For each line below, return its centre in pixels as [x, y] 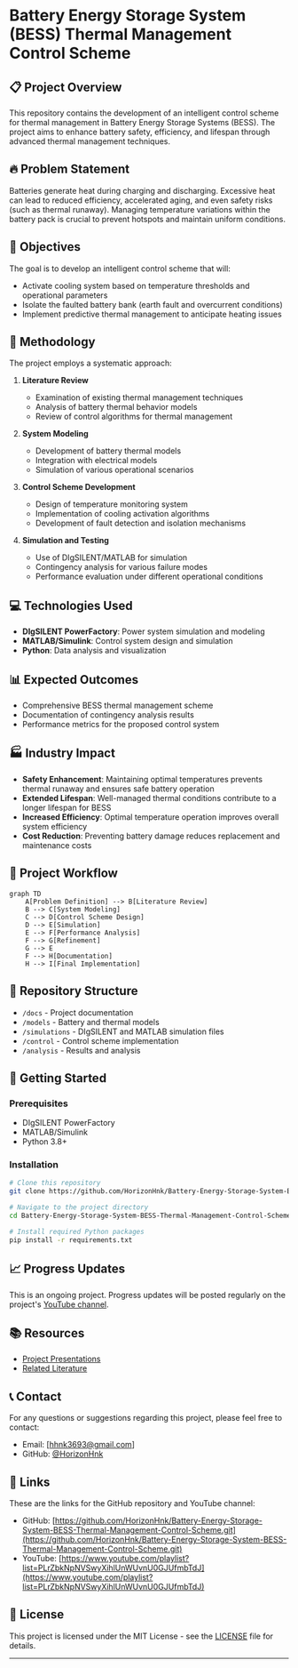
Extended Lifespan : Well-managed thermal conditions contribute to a [149, 798]
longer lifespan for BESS [67, 807]
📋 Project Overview [66, 87]
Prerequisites [39, 1103]
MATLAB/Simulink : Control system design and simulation [127, 641]
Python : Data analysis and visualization [94, 651]
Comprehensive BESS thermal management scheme [118, 706]
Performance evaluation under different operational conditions [149, 577]
